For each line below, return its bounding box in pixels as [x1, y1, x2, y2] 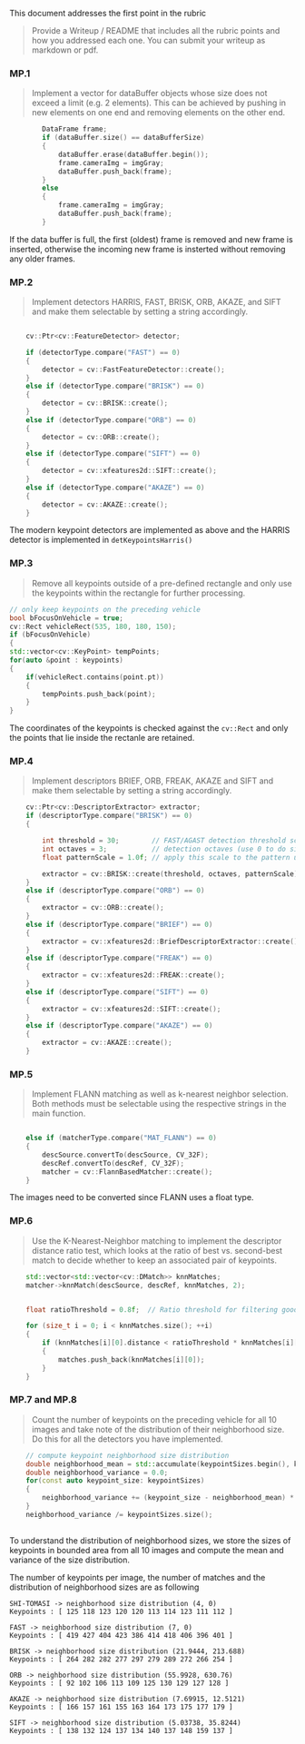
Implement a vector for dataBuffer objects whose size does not [31, 88, 268, 99]
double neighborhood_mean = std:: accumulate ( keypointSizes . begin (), [25, 1459, 290, 1469]
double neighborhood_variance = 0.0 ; [25, 1468, 169, 1477]
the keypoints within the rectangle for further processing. [31, 587, 246, 598]
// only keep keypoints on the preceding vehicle [9, 605, 202, 614]
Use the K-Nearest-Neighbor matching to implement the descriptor [31, 1235, 282, 1246]
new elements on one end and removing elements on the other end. [31, 107, 286, 118]
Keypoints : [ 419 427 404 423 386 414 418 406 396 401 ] [9, 1631, 233, 1640]
